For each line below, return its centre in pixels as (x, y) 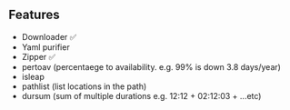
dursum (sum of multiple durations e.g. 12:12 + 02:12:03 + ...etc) (141, 95)
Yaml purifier (45, 47)
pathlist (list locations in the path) (84, 86)
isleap (33, 76)
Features (34, 15)
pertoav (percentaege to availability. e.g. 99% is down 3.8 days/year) (151, 66)
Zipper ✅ (39, 56)
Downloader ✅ (49, 36)
